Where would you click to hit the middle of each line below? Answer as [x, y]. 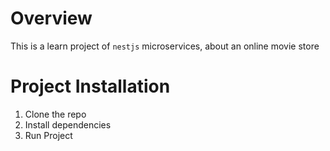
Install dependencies [68, 124]
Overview [51, 18]
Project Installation [90, 86]
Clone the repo [55, 114]
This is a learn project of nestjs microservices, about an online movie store [165, 46]
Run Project [48, 135]
